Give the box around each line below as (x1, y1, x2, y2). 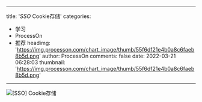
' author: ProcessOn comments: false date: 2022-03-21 (38, 52, 176, 59)
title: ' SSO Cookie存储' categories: (6, 13, 91, 20)
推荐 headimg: (14, 40, 51, 46)
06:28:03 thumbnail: (14, 59, 66, 66)
